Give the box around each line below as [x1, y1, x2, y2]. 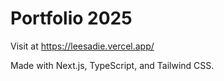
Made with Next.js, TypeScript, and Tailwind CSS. [10, 59, 215, 71]
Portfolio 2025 [10, 7, 133, 30]
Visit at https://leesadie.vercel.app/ [10, 40, 155, 52]
